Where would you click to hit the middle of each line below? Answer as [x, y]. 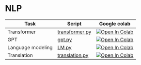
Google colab [115, 24]
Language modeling [30, 47]
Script [74, 24]
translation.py [73, 55]
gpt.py [65, 39]
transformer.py [74, 32]
